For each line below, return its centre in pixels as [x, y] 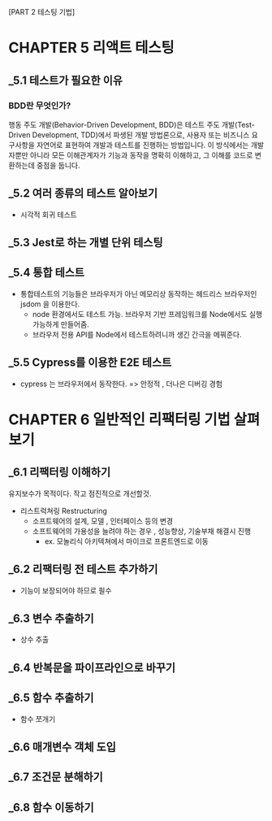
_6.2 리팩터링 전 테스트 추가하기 [83, 569]
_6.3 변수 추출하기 [52, 618]
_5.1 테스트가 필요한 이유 [66, 80]
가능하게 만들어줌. [60, 324]
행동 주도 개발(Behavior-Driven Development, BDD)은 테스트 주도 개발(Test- [132, 124]
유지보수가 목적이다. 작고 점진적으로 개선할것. [80, 493]
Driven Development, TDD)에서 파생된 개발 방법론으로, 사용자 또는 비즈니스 [129, 135]
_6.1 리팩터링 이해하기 [60, 473]
